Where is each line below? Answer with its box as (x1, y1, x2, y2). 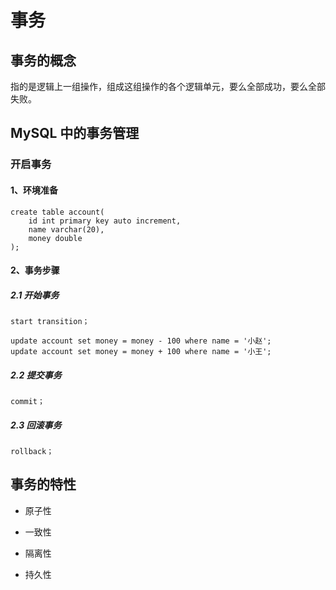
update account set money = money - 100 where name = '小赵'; (10, 336, 272, 346)
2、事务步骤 (10, 264, 60, 276)
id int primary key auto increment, (28, 216, 182, 226)
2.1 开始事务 (10, 289, 60, 301)
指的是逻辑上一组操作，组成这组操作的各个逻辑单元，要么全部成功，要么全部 (10, 81, 326, 92)
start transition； (10, 317, 90, 327)
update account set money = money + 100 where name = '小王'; (10, 347, 272, 357)
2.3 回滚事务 (10, 419, 62, 431)
